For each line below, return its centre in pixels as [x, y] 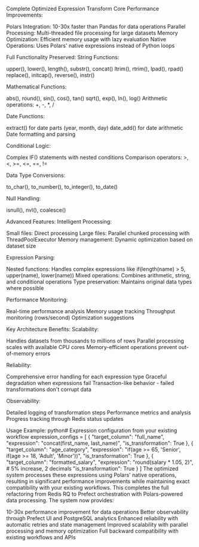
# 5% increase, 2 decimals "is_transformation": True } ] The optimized [92, 468]
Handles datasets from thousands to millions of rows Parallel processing [95, 341]
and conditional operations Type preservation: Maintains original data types [99, 282]
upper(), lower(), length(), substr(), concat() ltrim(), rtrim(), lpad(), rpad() [95, 69]
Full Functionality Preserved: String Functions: [63, 57]
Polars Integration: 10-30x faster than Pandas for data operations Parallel [96, 27]
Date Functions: [25, 116]
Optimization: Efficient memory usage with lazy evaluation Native [86, 39]
